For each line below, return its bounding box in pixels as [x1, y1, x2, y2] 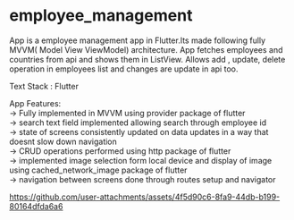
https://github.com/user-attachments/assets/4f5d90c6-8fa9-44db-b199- [9, 191, 281, 202]
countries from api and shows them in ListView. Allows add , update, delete [9, 54, 286, 64]
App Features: [9, 97, 62, 108]
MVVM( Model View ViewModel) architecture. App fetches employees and [9, 44, 283, 55]
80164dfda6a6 [9, 200, 63, 211]
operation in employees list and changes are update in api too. [9, 63, 239, 74]
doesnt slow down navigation [9, 136, 118, 147]
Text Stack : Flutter [9, 80, 79, 91]
